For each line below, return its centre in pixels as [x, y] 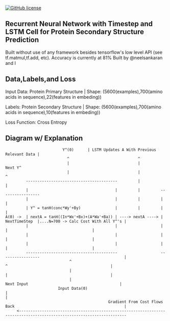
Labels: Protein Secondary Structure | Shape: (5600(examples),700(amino [83, 107]
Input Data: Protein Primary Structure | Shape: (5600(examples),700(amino [84, 91]
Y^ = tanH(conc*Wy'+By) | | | [97, 208]
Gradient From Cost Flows [136, 302]
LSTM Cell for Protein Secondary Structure [75, 32]
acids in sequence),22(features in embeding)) [54, 97]
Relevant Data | [22, 154]
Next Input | [64, 284]
